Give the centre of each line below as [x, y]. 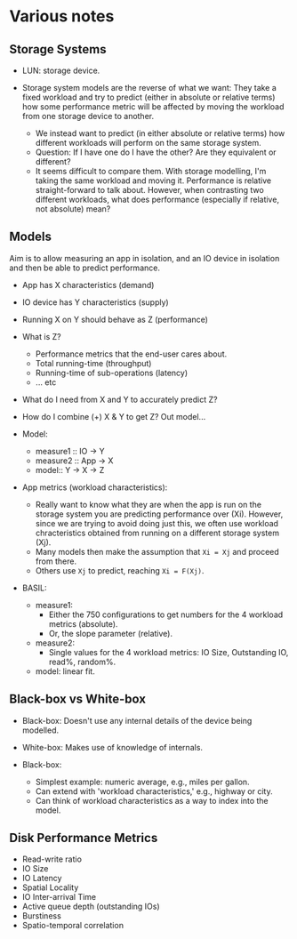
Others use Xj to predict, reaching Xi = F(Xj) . [120, 570]
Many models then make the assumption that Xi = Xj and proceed [157, 551]
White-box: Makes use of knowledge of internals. [112, 747]
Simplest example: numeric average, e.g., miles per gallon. [143, 782]
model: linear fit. [65, 671]
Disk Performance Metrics [84, 838]
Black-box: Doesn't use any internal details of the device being [137, 720]
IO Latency [42, 879]
